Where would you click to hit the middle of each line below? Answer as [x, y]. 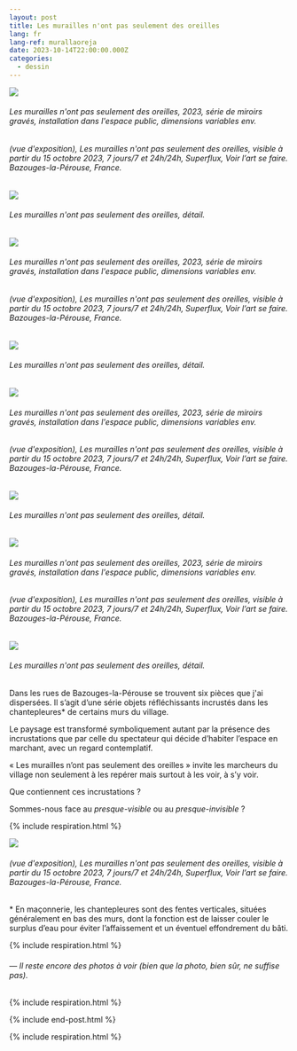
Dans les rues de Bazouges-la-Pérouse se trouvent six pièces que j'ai [136, 693]
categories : [31, 59]
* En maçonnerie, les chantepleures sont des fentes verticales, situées [138, 909]
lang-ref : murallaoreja [53, 42]
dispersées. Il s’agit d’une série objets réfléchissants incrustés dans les [139, 702]
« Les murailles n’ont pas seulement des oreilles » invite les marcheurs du [144, 765]
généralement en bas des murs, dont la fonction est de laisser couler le [139, 919]
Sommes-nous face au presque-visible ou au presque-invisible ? [127, 809]
